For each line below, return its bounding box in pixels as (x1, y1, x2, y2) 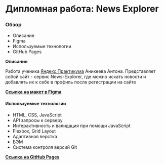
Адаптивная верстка (12, 133, 57, 139)
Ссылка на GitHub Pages (5, 154, 60, 160)
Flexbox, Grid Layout (12, 128, 56, 134)
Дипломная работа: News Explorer (5, 3, 159, 15)
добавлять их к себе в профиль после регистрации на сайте (5, 79, 136, 85)
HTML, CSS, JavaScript (12, 112, 62, 118)
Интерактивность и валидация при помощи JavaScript (12, 122, 131, 129)
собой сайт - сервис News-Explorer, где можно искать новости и (5, 74, 146, 80)
